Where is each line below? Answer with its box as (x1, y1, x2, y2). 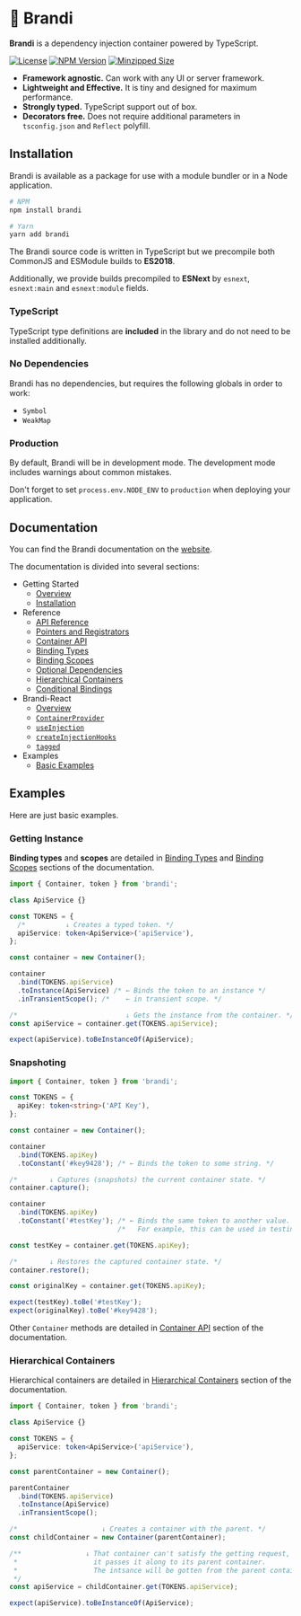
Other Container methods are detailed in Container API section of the (9, 1322, 264, 1333)
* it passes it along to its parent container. (13, 1558, 267, 1567)
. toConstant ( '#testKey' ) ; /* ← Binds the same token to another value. (17, 1216, 291, 1225)
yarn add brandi (9, 230, 70, 239)
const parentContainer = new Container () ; (9, 1467, 170, 1476)
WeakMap (21, 416, 51, 425)
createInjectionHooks (35, 732, 116, 742)
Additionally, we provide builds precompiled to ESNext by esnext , (9, 273, 251, 284)
